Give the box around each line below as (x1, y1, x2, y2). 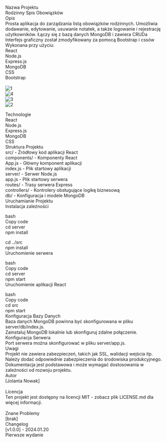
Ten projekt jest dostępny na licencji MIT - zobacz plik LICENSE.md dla (5, 394, 154, 400)
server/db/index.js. (5, 324, 45, 330)
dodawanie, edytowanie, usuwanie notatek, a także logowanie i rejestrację (5, 26, 161, 32)
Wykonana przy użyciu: (5, 42, 55, 48)
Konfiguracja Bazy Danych (5, 313, 61, 319)
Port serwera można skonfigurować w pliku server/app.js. (5, 340, 126, 346)
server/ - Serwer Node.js (5, 171, 57, 177)
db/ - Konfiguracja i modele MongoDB (5, 193, 85, 198)
